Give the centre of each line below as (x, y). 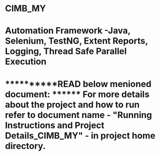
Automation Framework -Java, (68, 31)
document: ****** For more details (77, 94)
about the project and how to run (72, 104)
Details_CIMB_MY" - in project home (80, 135)
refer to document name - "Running (79, 115)
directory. (26, 146)
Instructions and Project (55, 125)
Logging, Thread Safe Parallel (66, 51)
